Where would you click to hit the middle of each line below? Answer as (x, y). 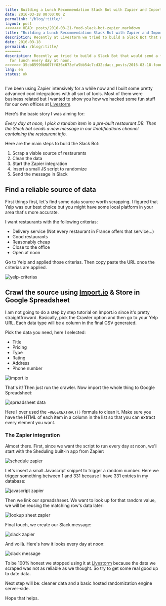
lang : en (14, 70)
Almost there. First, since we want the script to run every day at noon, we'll (81, 446)
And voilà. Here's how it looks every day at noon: (55, 544)
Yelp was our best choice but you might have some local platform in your (79, 207)
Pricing (20, 347)
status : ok (16, 74)
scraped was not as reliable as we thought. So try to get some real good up (82, 568)
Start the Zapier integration (40, 164)
